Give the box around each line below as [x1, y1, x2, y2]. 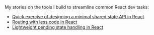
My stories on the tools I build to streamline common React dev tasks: [5, 4, 149, 10]
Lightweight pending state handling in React [12, 24, 104, 30]
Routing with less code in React [12, 19, 78, 25]
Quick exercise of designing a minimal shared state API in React [12, 14, 144, 19]
